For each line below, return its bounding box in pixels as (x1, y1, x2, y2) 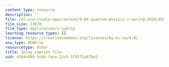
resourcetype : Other (5, 45, 49, 50)
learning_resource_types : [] (5, 31, 66, 36)
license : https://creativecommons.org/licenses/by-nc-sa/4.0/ (5, 36, 138, 41)
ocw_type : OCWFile (5, 40, 44, 45)
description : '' (5, 12, 39, 17)
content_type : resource (5, 7, 55, 13)
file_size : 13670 (5, 21, 42, 27)
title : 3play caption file (5, 49, 62, 54)
